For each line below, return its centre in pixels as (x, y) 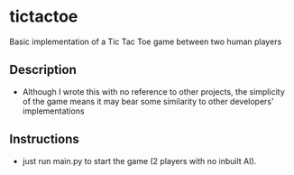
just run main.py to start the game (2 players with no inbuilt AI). (139, 161)
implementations (53, 111)
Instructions (44, 139)
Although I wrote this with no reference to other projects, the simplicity (154, 91)
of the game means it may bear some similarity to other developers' (148, 101)
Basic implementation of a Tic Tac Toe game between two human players (146, 41)
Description (43, 70)
